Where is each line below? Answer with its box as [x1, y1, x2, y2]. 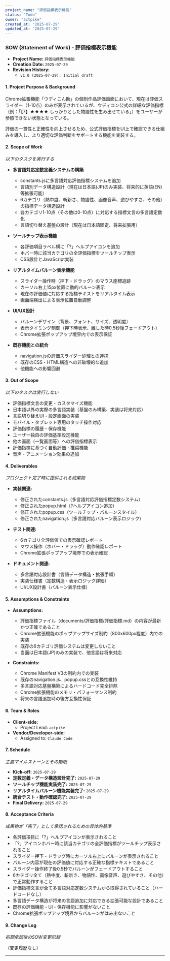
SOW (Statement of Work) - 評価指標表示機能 [5, 44, 117, 51]
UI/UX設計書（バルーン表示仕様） [20, 584, 91, 590]
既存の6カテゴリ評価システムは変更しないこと [20, 643, 116, 649]
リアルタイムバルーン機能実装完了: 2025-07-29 [12, 787, 109, 793]
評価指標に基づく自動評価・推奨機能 [12, 445, 89, 451]
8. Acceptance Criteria [5, 811, 54, 817]
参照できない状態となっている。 [5, 115, 72, 121]
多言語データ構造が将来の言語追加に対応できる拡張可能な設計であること [12, 897, 163, 904]
